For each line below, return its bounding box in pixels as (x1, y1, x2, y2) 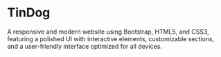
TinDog (7, 5, 51, 21)
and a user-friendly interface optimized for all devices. (7, 42, 163, 50)
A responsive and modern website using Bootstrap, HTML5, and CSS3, (7, 27, 209, 36)
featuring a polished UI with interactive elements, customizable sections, (7, 34, 215, 43)
